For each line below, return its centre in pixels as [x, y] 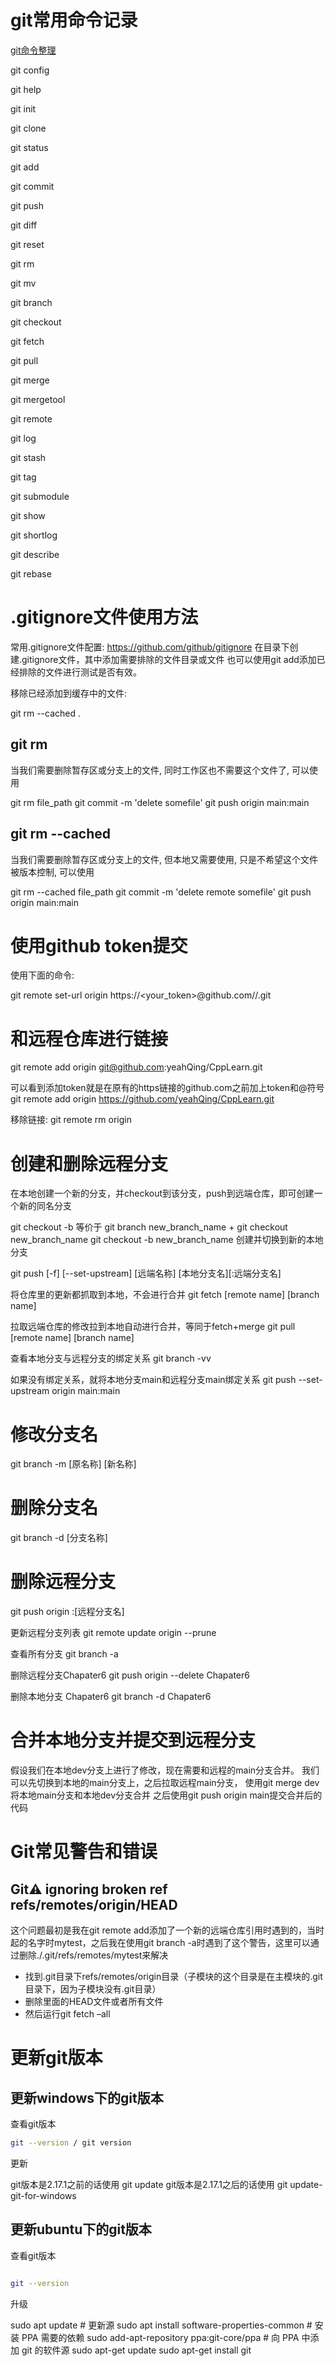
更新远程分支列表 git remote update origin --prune [113, 1633]
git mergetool [38, 399]
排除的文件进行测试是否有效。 [80, 672]
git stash [28, 457]
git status [29, 147]
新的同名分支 [45, 1206]
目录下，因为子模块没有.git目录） [93, 1989]
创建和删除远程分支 [89, 1163]
